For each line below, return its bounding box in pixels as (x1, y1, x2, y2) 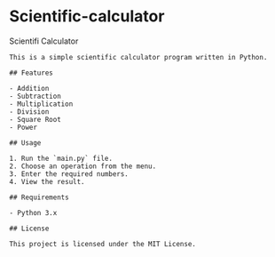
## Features (9, 68, 53, 77)
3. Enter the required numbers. (9, 169, 129, 179)
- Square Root (9, 115, 62, 124)
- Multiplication (9, 100, 74, 108)
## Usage (9, 138, 42, 148)
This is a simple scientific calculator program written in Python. (9, 52, 268, 61)
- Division (9, 107, 50, 116)
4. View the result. (9, 177, 86, 186)
